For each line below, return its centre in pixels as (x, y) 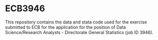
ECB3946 (25, 9)
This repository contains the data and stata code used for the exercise (76, 22)
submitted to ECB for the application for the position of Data (66, 27)
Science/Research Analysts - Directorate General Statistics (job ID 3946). (79, 32)
